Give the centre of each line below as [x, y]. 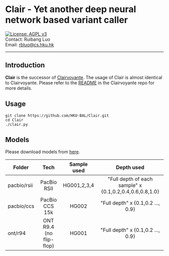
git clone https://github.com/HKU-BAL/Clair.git [57, 115]
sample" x [130, 185]
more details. [19, 88]
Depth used [130, 167]
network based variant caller [67, 20]
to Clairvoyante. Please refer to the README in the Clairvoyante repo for [80, 83]
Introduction [25, 65]
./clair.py [17, 124]
